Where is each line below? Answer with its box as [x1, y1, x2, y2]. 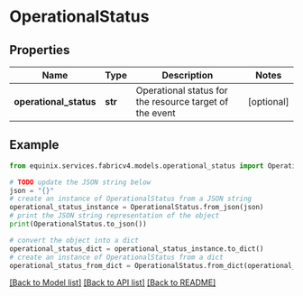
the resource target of [135, 96, 229, 107]
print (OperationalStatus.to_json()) [9, 219, 147, 229]
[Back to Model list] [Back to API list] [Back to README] [9, 277, 216, 288]
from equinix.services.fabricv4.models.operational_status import [9, 161, 264, 171]
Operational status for [135, 84, 228, 97]
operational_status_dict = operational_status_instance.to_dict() [9, 244, 264, 254]
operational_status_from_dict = [9, 261, 131, 270]
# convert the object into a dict [9, 236, 140, 245]
